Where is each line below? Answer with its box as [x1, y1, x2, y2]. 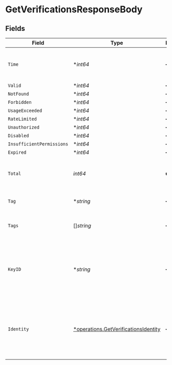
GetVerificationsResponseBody [5, 4, 143, 15]
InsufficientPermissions [8, 141, 69, 147]
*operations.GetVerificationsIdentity [73, 325, 161, 333]
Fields [5, 24, 26, 33]
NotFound [8, 91, 29, 97]
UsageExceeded [8, 108, 42, 114]
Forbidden [8, 99, 32, 105]
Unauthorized [8, 124, 40, 130]
